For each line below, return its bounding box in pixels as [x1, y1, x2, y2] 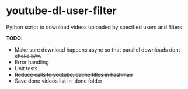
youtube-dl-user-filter [6, 4, 117, 18]
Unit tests [14, 64, 38, 71]
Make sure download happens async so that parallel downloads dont [14, 46, 180, 53]
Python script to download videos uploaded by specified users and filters [6, 23, 183, 30]
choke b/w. [14, 52, 42, 59]
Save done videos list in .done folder [14, 77, 103, 84]
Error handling [14, 59, 49, 66]
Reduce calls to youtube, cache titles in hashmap [14, 71, 133, 78]
